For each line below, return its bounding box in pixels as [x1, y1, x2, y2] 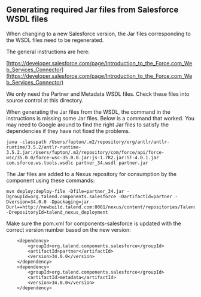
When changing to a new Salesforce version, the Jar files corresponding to [6, 30, 191, 37]
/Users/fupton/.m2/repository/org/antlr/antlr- [48, 139, 170, 145]
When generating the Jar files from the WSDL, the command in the [6, 108, 170, 116]
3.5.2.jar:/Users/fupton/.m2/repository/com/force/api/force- [6, 149, 165, 155]
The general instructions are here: [6, 48, 90, 55]
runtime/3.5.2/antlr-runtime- [6, 144, 82, 150]
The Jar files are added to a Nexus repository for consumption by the [6, 170, 177, 177]
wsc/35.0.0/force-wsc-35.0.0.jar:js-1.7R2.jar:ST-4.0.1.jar [6, 154, 160, 160]
